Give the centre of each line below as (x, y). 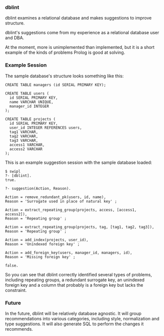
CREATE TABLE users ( (27, 93)
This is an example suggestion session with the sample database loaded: (79, 162)
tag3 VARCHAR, (24, 140)
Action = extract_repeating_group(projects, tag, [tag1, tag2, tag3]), (80, 227)
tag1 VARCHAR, (24, 132)
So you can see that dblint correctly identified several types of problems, (79, 274)
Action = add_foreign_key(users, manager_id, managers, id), (69, 253)
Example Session (26, 65)
